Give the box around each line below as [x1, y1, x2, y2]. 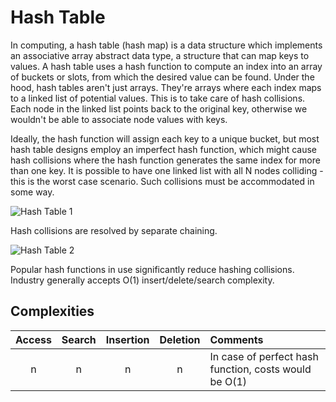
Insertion [105, 332, 150, 346]
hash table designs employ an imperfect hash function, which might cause [10, 143, 318, 155]
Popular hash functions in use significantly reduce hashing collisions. [10, 263, 295, 275]
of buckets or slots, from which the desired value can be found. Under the [10, 71, 315, 83]
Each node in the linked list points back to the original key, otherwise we [10, 102, 308, 115]
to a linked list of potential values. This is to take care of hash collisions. [10, 92, 306, 104]
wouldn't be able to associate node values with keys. [10, 113, 228, 125]
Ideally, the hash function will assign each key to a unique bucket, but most [10, 132, 320, 145]
